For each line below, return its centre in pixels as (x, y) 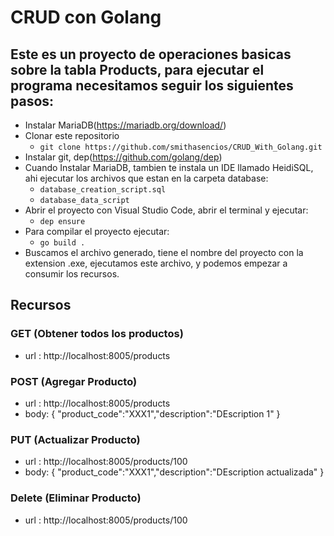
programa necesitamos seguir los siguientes (152, 85)
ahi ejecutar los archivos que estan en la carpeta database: (146, 178)
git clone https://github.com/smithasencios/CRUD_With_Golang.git (181, 147)
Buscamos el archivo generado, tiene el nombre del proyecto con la (164, 252)
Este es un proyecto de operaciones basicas (151, 54)
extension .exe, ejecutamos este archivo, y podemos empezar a (156, 263)
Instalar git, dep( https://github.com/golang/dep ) (123, 157)
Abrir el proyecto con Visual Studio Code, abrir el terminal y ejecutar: (166, 210)
